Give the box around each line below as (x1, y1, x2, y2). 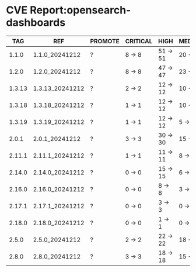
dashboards (6, 16, 66, 29)
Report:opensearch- (30, 4, 131, 17)
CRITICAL (125, 37, 153, 45)
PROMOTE (90, 37, 120, 45)
